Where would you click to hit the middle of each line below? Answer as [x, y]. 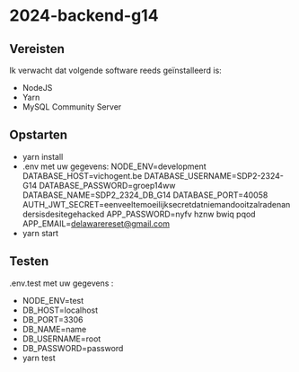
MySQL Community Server [72, 107]
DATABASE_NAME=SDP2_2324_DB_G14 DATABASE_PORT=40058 [145, 195]
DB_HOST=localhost [60, 310]
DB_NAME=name [54, 329]
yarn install [43, 156]
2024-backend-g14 [84, 16]
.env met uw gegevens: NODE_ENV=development [114, 166]
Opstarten [39, 135]
